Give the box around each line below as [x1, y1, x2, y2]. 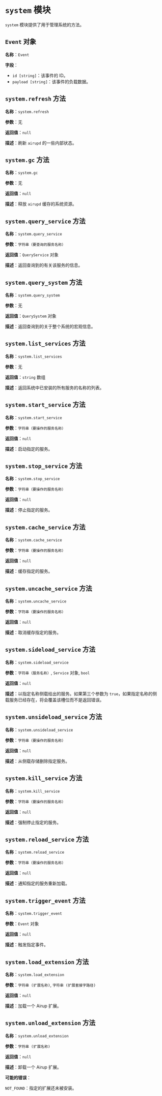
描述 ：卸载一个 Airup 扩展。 [5, 1064, 62, 1070]
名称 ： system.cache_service [5, 537, 62, 543]
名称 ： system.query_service [5, 231, 62, 237]
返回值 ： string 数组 [5, 374, 46, 380]
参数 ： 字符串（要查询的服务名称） [5, 241, 66, 247]
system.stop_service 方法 [5, 462, 82, 470]
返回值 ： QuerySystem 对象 [5, 313, 56, 319]
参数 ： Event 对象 [5, 921, 39, 927]
